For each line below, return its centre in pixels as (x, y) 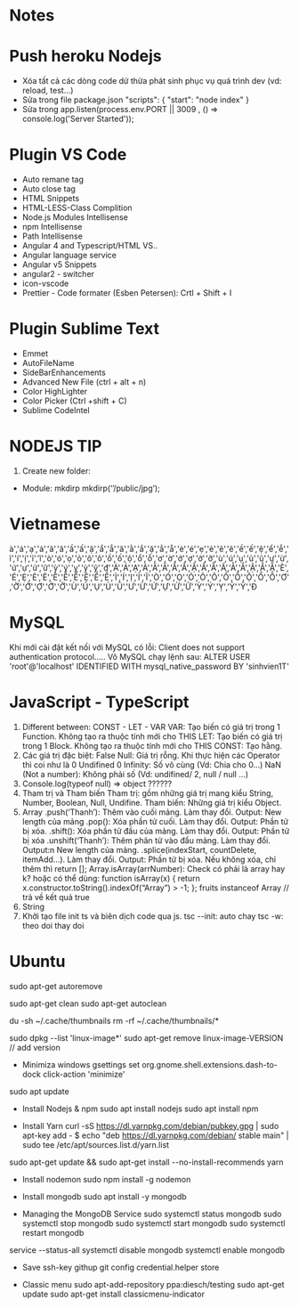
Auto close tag (48, 189)
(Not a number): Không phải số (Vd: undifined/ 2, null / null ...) (135, 774)
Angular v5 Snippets (59, 264)
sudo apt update (39, 1091)
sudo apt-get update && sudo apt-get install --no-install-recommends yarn (146, 1162)
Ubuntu (37, 961)
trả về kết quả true (56, 897)
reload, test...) (48, 91)
